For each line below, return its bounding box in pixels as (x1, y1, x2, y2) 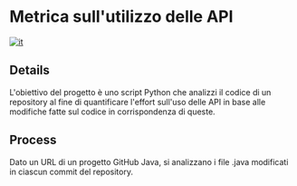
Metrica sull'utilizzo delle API (9, 6, 234, 27)
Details (9, 63, 50, 78)
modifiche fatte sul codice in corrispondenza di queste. (9, 106, 216, 117)
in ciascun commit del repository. (9, 166, 134, 177)
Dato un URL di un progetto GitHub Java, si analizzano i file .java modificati (9, 156, 289, 167)
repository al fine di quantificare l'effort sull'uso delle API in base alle (9, 96, 266, 107)
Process (9, 132, 57, 148)
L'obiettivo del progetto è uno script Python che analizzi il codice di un (9, 86, 272, 97)
